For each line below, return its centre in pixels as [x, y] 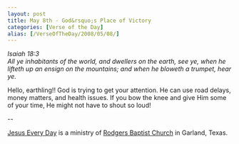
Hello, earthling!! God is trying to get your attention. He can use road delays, [119, 90]
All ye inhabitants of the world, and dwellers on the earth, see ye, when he [117, 62]
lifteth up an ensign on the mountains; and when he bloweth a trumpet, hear [119, 69]
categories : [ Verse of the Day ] [55, 27]
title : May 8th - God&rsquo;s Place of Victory [80, 21]
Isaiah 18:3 [23, 54]
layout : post [27, 14]
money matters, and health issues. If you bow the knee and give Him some [117, 98]
